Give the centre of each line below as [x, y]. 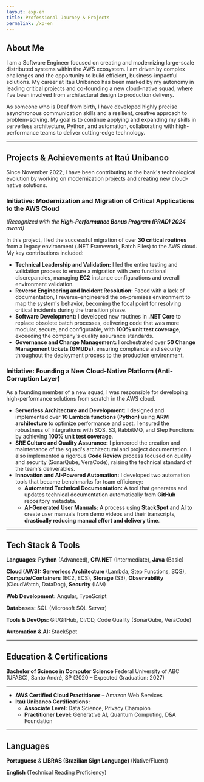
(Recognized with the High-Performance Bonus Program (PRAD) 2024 [96, 222]
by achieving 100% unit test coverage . [64, 436]
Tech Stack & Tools [43, 545]
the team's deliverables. [45, 468]
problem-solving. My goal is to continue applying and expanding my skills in [101, 120]
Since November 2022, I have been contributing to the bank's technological [101, 172]
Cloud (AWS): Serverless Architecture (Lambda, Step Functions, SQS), [96, 572]
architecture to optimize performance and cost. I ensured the [92, 423]
